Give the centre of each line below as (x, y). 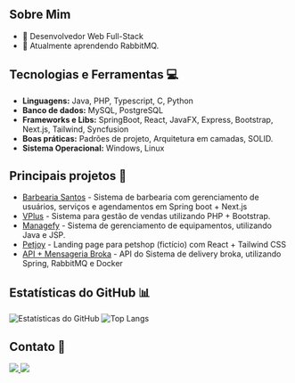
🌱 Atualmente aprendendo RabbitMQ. (90, 45)
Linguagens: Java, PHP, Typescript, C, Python (108, 101)
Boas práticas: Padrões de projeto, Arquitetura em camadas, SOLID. (147, 138)
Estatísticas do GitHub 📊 (80, 293)
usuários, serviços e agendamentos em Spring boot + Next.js (135, 207)
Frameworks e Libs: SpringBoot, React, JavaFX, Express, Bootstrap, (147, 119)
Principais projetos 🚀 (68, 176)
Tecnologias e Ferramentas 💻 (94, 75)
